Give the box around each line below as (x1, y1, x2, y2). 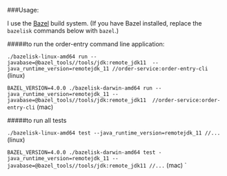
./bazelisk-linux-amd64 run (7, 53, 88, 60)
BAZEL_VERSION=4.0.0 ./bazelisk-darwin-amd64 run (7, 85, 153, 92)
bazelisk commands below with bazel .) (7, 27, 119, 35)
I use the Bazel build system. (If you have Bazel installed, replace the (7, 19, 202, 27)
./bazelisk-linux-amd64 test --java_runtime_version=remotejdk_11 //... (7, 130, 221, 137)
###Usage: (7, 6, 39, 14)
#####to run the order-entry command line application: (7, 40, 165, 48)
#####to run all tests (7, 117, 67, 124)
